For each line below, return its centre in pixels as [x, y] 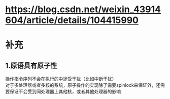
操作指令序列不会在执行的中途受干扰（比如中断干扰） [61, 79]
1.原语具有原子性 [31, 66]
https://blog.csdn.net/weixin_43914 [83, 9]
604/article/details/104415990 [72, 20]
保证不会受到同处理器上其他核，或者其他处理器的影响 [65, 92]
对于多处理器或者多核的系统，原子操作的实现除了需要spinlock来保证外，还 [83, 85]
